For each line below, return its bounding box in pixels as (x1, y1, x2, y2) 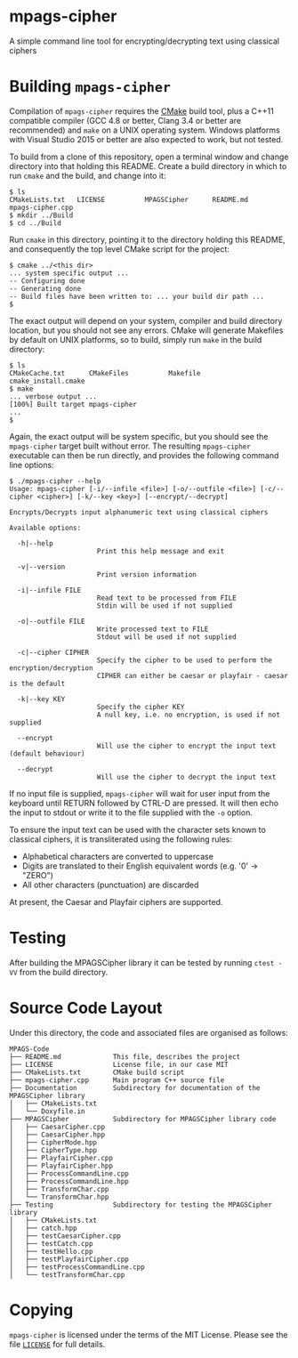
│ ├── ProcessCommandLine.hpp (9, 1176, 129, 1185)
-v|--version (17, 562, 66, 571)
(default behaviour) (9, 749, 86, 758)
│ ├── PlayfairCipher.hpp (9, 1161, 114, 1170)
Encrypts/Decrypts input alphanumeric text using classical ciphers (9, 507, 269, 517)
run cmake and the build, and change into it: (9, 170, 166, 181)
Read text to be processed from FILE (96, 594, 238, 602)
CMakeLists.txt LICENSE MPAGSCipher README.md (9, 195, 249, 204)
